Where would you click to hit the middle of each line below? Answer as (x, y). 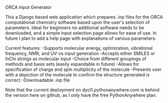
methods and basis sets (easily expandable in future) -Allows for (72, 64)
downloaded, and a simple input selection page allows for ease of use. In (81, 33)
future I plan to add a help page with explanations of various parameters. (81, 38)
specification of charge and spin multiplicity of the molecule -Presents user (83, 69)
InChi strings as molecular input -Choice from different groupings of (76, 59)
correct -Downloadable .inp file (38, 80)
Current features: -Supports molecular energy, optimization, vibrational (79, 48)
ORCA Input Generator (29, 7)
